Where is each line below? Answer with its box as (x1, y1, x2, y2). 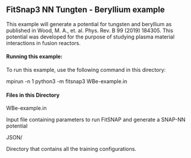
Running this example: (6, 53, 63, 60)
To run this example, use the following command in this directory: (6, 67, 166, 74)
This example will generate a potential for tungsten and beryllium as (6, 20, 172, 27)
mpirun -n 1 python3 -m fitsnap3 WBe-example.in (6, 78, 128, 85)
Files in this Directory (6, 91, 60, 99)
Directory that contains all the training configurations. (6, 146, 136, 153)
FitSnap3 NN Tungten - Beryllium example (6, 5, 165, 15)
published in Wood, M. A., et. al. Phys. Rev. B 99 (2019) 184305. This (6, 27, 174, 34)
